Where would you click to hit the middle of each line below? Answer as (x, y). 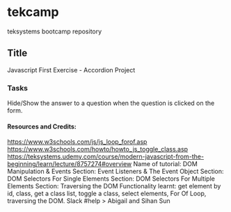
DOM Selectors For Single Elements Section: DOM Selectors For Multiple (111, 179)
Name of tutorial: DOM (166, 164)
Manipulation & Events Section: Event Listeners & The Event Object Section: (115, 172)
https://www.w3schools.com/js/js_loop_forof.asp (77, 142)
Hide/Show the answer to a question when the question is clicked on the (111, 103)
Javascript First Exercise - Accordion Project (71, 70)
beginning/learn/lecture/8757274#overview (70, 164)
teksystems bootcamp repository (55, 31)
